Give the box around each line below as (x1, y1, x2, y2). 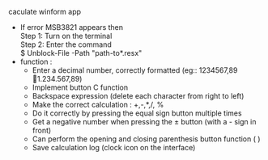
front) (32, 125, 52, 135)
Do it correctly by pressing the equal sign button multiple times (32, 108, 242, 118)
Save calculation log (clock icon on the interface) (32, 143, 196, 152)
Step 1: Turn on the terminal (19, 32, 113, 40)
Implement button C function (32, 82, 128, 92)
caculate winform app (8, 7, 82, 16)
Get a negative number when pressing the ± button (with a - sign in (32, 117, 257, 126)
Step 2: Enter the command (19, 40, 112, 49)
